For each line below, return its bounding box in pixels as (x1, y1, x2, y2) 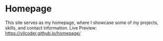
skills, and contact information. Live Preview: (5, 24, 97, 30)
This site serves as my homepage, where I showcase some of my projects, (5, 19, 159, 25)
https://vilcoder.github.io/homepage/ (5, 30, 81, 36)
